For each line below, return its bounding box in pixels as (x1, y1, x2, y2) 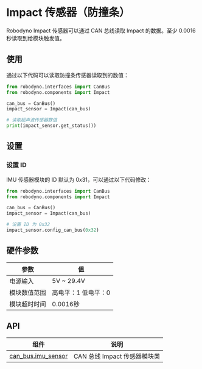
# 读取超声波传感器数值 (6, 117, 58, 123)
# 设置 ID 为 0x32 (6, 221, 50, 227)
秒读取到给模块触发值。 (6, 34, 65, 41)
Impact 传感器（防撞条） (6, 5, 130, 20)
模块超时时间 (9, 299, 47, 308)
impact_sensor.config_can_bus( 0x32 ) (6, 227, 99, 234)
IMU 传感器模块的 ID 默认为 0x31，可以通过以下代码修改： (6, 176, 152, 183)
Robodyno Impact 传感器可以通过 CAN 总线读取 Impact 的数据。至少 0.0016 (6, 27, 196, 34)
